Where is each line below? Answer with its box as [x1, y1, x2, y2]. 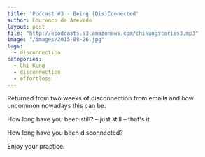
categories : [7, 56, 42, 63]
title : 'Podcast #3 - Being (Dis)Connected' [7, 10, 139, 17]
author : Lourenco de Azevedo [7, 17, 92, 24]
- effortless [13, 75, 52, 82]
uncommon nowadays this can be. [7, 102, 106, 110]
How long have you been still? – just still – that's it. [7, 115, 152, 124]
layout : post [7, 23, 45, 30]
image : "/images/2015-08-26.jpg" [7, 36, 105, 43]
